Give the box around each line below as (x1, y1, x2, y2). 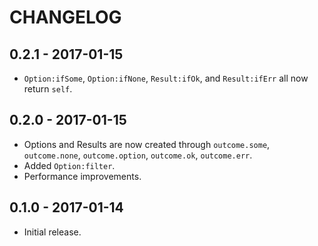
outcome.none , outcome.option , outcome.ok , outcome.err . (23, 149, 253, 161)
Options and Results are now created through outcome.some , (23, 138, 271, 150)
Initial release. (23, 226, 82, 238)
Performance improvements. (23, 170, 142, 182)
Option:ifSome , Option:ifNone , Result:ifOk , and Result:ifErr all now (23, 72, 309, 84)
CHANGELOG (9, 6, 122, 29)
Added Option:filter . (23, 159, 116, 171)
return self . (23, 83, 73, 95)
